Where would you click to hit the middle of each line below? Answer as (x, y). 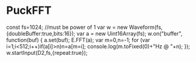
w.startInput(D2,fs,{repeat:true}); (47, 52)
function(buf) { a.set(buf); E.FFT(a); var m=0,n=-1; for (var (78, 40)
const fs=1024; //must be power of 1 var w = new (67, 27)
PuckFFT (29, 11)
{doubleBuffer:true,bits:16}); (41, 33)
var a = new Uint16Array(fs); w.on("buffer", (130, 33)
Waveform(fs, (146, 27)
